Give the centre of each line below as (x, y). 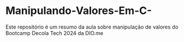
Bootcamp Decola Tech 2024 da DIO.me (55, 33)
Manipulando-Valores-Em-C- (79, 11)
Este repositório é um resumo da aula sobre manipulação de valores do (92, 27)
